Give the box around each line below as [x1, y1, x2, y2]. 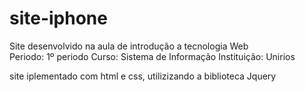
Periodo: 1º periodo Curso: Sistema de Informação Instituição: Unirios [9, 50, 296, 62]
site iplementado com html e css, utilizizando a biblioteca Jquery [9, 70, 277, 82]
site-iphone [9, 7, 108, 30]
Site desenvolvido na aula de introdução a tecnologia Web [9, 40, 249, 52]
